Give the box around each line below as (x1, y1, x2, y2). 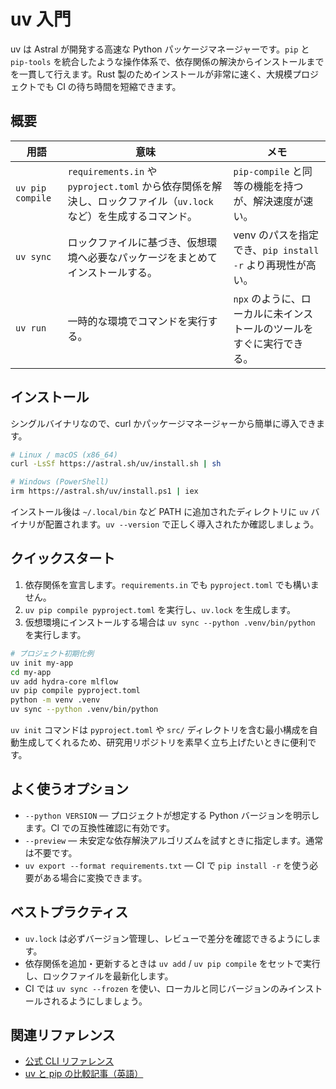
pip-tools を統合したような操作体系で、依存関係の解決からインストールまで (10, 55, 325, 67)
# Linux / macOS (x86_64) (10, 450, 118, 460)
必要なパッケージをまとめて (87, 250, 218, 264)
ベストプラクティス (10, 904, 129, 921)
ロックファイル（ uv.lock (97, 194, 214, 208)
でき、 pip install (233, 243, 320, 257)
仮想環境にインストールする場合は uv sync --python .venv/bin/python (24, 616, 316, 628)
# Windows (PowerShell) (10, 477, 110, 487)
